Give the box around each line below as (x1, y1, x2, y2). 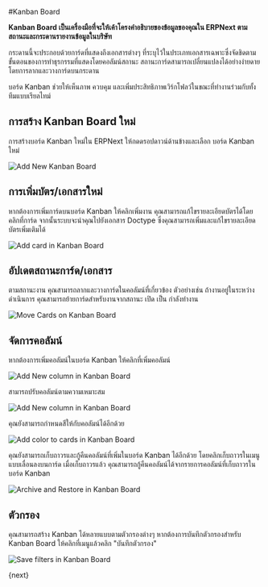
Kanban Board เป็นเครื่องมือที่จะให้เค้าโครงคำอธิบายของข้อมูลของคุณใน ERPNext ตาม (8, 23, 248, 31)
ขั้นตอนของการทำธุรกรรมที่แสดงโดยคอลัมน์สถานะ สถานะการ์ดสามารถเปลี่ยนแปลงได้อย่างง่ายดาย (8, 56, 261, 66)
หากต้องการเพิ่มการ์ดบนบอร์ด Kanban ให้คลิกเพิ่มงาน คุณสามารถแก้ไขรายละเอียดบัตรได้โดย (8, 206, 254, 216)
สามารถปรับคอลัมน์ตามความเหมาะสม (8, 387, 105, 397)
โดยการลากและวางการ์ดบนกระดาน (8, 66, 100, 75)
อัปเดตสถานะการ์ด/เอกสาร (8, 264, 113, 277)
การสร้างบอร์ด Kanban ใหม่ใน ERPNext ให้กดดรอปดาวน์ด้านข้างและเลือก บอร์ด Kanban (8, 136, 255, 146)
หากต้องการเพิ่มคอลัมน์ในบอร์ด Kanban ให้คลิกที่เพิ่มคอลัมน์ (8, 355, 171, 365)
